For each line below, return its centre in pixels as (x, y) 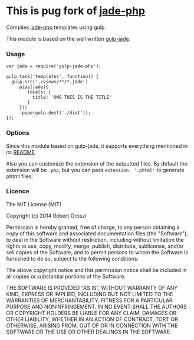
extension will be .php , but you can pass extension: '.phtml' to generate (95, 170)
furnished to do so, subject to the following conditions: (72, 258)
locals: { (39, 92)
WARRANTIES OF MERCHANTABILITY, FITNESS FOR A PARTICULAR (89, 300)
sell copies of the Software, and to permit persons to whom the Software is (97, 252)
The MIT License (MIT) (34, 204)
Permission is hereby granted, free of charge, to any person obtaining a (93, 227)
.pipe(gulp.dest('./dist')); (55, 113)
